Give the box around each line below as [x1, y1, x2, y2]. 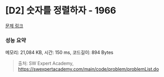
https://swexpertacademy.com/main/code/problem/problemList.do [17, 66, 159, 72]
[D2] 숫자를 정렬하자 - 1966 [5, 5, 116, 16]
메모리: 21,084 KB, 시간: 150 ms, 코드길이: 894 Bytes [5, 49, 114, 55]
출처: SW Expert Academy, [17, 60, 74, 67]
